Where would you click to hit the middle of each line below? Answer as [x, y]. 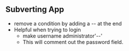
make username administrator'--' [62, 36]
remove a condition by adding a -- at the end [68, 23]
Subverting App [35, 10]
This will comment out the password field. [73, 42]
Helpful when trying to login [47, 30]
